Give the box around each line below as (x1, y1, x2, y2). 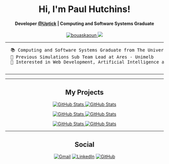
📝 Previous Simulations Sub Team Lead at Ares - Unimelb (10, 54, 154, 60)
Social (74, 140, 95, 149)
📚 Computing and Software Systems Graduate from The (10, 47, 145, 53)
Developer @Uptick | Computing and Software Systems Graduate (15, 20, 154, 26)
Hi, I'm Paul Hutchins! (38, 4, 131, 15)
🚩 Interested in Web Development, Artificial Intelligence (10, 59, 159, 65)
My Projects (65, 88, 104, 97)
